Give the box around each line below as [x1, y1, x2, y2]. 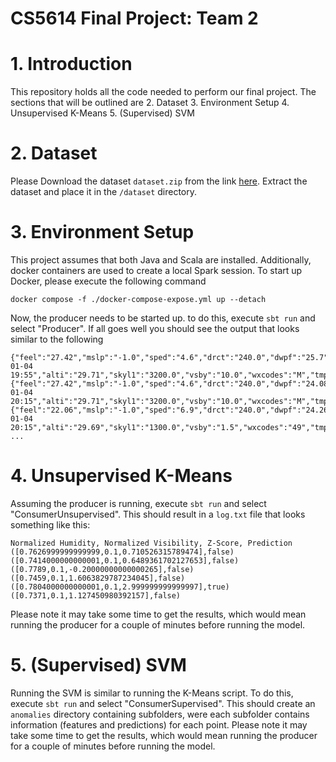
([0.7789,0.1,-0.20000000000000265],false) [10, 564, 195, 574]
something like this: [10, 518, 91, 531]
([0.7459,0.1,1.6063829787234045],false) [10, 573, 186, 583]
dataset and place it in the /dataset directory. [10, 186, 198, 198]
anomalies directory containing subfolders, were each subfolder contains [10, 708, 310, 720]
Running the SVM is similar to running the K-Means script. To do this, [10, 687, 294, 699]
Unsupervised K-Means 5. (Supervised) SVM [10, 107, 195, 119]
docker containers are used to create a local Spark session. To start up [10, 265, 303, 276]
